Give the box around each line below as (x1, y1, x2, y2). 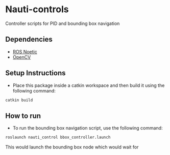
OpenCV (12, 54, 31, 60)
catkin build (5, 98, 33, 103)
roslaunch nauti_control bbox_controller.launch (5, 135, 111, 140)
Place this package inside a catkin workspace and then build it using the (12, 82, 165, 88)
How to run (5, 111, 41, 120)
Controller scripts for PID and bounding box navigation (5, 20, 120, 26)
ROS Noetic (12, 48, 37, 54)
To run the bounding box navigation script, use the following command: (12, 125, 163, 131)
